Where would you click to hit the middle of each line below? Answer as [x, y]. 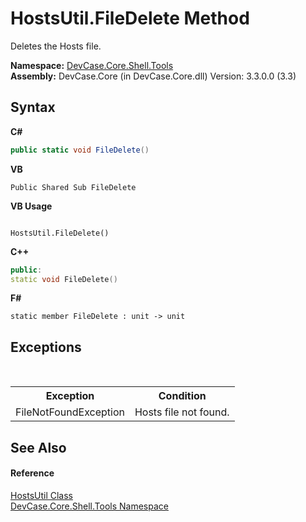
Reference [32, 473]
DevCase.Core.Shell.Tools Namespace [89, 506]
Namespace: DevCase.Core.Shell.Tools [92, 65]
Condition [182, 396]
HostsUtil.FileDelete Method [130, 18]
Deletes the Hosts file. [56, 46]
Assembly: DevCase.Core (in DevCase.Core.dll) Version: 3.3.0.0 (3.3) [153, 76]
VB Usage [31, 206]
